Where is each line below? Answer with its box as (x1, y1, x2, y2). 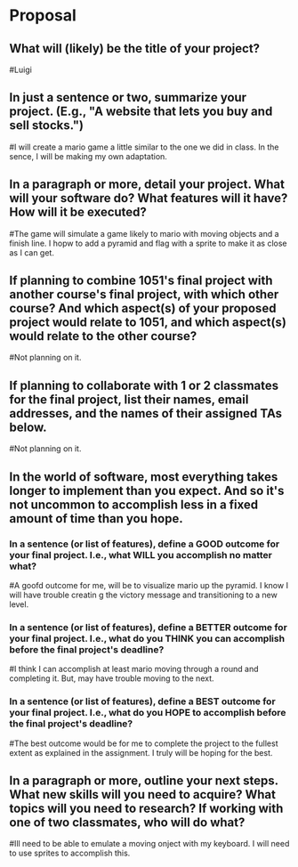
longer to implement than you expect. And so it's (9, 482, 285, 498)
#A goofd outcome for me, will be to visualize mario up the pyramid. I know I (9, 579, 289, 590)
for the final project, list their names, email (9, 392, 249, 407)
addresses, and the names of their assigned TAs (9, 406, 283, 421)
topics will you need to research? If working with (9, 800, 284, 815)
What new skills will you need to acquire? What (9, 787, 276, 802)
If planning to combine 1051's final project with (9, 273, 273, 288)
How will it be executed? (9, 205, 147, 220)
